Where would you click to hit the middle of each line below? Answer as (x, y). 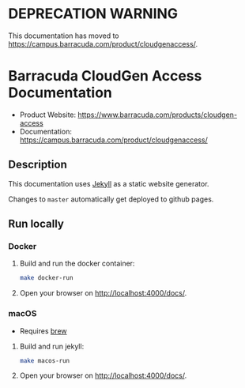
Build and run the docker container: (77, 264)
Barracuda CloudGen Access (105, 76)
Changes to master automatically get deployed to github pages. (111, 199)
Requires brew (43, 331)
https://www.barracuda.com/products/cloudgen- (158, 115)
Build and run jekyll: (52, 346)
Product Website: (48, 115)
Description (38, 165)
